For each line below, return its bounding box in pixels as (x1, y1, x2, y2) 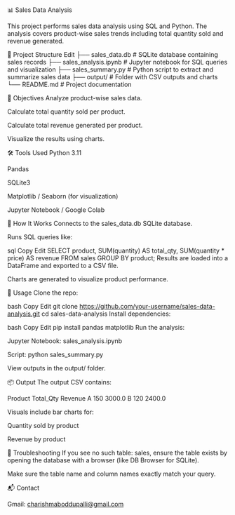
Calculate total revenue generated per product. (7, 121, 143, 129)
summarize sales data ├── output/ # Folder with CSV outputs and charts (7, 73, 218, 81)
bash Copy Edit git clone (7, 302, 79, 310)
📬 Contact (7, 483, 40, 492)
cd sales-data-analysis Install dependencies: (41, 309, 171, 318)
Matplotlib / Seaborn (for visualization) (7, 192, 119, 200)
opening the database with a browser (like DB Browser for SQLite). (7, 456, 200, 464)
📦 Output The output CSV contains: (7, 378, 112, 386)
